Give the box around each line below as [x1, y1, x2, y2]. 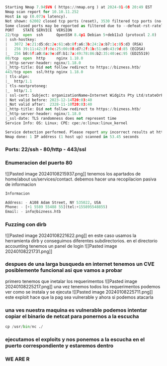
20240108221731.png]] [5, 248, 53, 254]
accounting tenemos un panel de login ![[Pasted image [5, 243, 117, 249]
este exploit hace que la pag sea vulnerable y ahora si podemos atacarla [5, 294, 154, 300]
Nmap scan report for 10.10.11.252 [5, 9, 79, 14]
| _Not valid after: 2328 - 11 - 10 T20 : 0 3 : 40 [5, 102, 92, 107]
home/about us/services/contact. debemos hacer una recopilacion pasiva [5, 176, 157, 182]
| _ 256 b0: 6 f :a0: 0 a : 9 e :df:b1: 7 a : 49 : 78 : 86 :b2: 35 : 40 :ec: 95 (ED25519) [5, 51, 150, 56]
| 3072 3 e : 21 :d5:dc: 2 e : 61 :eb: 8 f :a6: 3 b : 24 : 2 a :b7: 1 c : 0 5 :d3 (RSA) [5, 42, 144, 47]
